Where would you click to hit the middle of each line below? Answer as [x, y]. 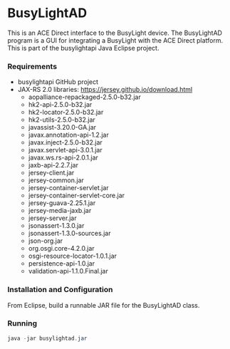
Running [22, 323]
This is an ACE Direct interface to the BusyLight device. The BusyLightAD [115, 33]
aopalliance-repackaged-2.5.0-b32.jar [84, 97]
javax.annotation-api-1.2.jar [68, 135]
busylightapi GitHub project [58, 82]
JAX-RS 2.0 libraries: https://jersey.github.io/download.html [105, 90]
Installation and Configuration [60, 290]
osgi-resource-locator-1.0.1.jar [73, 256]
